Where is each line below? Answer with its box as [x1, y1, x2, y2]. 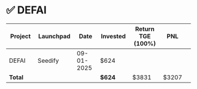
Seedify [38, 56, 59, 65]
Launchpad [38, 32, 71, 40]
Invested [100, 32, 126, 40]
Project [10, 32, 31, 40]
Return [135, 24, 155, 33]
